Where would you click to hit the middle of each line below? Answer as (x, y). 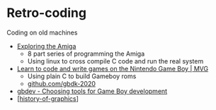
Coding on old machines (42, 32)
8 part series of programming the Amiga (86, 54)
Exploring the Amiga (46, 46)
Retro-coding (46, 13)
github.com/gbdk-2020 (62, 83)
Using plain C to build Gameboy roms (82, 76)
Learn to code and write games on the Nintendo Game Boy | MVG (113, 68)
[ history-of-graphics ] (48, 98)
